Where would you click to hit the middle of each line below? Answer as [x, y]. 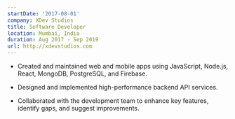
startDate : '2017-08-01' [43, 14]
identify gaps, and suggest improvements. [78, 108]
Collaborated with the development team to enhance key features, [113, 101]
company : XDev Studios [40, 20]
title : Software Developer [47, 27]
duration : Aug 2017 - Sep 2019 [53, 40]
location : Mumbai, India [43, 33]
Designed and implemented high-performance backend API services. [118, 87]
